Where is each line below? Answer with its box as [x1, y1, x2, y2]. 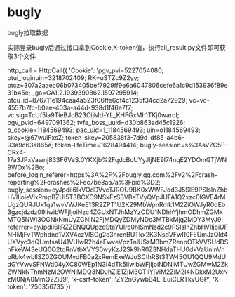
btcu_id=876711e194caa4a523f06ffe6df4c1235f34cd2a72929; [7, 95, 188, 104]
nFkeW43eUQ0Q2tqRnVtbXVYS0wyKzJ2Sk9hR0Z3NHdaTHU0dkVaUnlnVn [7, 245, 225, 253]
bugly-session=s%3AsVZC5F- [140, 140, 228, 149]
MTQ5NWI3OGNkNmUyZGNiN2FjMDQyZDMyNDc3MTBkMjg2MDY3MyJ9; [7, 215, 223, 223]
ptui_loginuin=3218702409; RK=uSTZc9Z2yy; [7, 73, 140, 81]
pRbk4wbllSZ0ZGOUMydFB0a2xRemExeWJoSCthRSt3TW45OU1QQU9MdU [7, 252, 227, 260]
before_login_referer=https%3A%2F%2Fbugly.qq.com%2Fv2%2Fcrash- [7, 170, 218, 179]
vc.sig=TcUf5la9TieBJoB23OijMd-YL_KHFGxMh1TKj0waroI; [7, 110, 180, 119]
